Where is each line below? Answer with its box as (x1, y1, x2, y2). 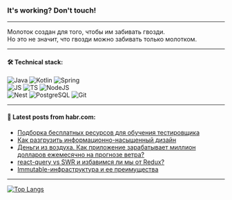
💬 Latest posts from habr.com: (7, 113, 96, 121)
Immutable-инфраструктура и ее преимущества (17, 165, 159, 173)
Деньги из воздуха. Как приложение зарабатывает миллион (17, 143, 196, 151)
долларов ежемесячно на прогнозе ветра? (17, 150, 145, 158)
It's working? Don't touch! (7, 6, 97, 15)
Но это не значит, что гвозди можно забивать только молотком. (7, 35, 197, 44)
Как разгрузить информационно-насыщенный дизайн (17, 136, 177, 144)
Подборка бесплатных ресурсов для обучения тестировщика (17, 128, 200, 136)
